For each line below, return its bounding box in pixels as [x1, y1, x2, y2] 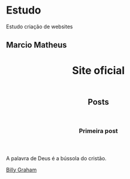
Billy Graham [6, 166, 37, 173]
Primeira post [78, 127, 118, 135]
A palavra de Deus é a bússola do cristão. [6, 154, 107, 162]
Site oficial [72, 64, 125, 77]
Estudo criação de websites [6, 23, 73, 30]
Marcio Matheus [6, 40, 67, 50]
